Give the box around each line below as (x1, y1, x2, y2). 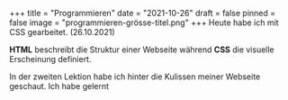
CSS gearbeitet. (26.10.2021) (9, 27, 115, 37)
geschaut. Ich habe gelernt (9, 81, 110, 91)
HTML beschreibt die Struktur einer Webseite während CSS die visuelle (9, 44, 274, 55)
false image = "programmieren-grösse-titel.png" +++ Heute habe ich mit (9, 17, 279, 28)
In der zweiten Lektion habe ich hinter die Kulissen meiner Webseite (9, 71, 261, 82)
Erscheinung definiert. (9, 54, 92, 64)
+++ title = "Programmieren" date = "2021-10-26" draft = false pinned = (9, 8, 276, 18)
